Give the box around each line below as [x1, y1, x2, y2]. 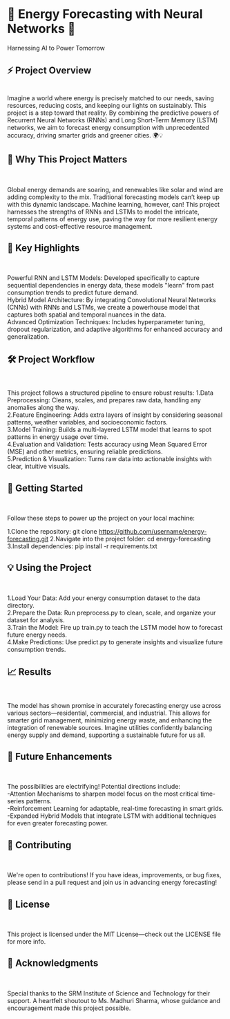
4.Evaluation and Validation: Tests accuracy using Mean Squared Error [7, 440, 208, 449]
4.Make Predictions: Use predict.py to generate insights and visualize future [7, 637, 223, 646]
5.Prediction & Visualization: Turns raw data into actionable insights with [7, 455, 212, 463]
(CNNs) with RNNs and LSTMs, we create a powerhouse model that [7, 303, 200, 312]
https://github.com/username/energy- [99, 527, 207, 535]
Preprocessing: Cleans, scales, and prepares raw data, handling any [7, 396, 202, 404]
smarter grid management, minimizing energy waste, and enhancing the [7, 716, 212, 724]
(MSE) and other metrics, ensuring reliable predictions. [7, 447, 164, 456]
